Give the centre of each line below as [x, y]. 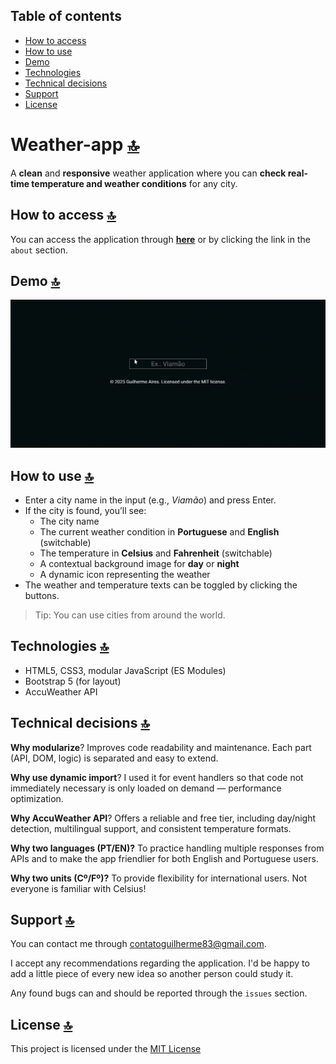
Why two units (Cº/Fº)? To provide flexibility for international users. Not [159, 878]
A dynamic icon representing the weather [125, 574]
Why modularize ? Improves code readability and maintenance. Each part [161, 747]
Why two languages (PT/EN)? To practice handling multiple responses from [167, 848]
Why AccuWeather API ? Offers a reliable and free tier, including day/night [163, 818]
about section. [39, 250]
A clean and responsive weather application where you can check [148, 173]
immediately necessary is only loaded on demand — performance [146, 788]
